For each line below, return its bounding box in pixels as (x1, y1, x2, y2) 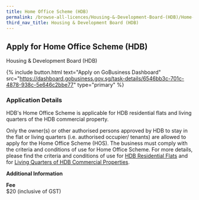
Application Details (6, 96, 62, 104)
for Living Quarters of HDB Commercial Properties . (6, 159, 130, 166)
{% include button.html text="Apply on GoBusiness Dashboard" (6, 69, 161, 76)
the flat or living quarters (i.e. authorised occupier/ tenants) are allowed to (6, 134, 187, 141)
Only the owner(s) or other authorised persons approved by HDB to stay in (6, 127, 188, 134)
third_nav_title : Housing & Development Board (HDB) (6, 20, 139, 25)
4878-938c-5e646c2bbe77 (6, 81, 74, 89)
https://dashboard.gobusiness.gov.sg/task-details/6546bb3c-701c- (20, 75, 185, 82)
